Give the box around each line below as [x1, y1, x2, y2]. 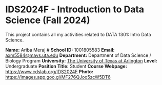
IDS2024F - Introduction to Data [5, 4, 145, 15]
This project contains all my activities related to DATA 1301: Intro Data [5, 31, 151, 37]
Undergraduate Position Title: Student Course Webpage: [5, 63, 127, 69]
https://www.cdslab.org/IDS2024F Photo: [5, 68, 94, 75]
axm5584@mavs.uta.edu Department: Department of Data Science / [5, 52, 151, 58]
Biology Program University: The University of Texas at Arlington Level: [5, 57, 157, 63]
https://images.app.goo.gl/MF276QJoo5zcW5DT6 [5, 74, 111, 80]
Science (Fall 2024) [5, 14, 91, 26]
